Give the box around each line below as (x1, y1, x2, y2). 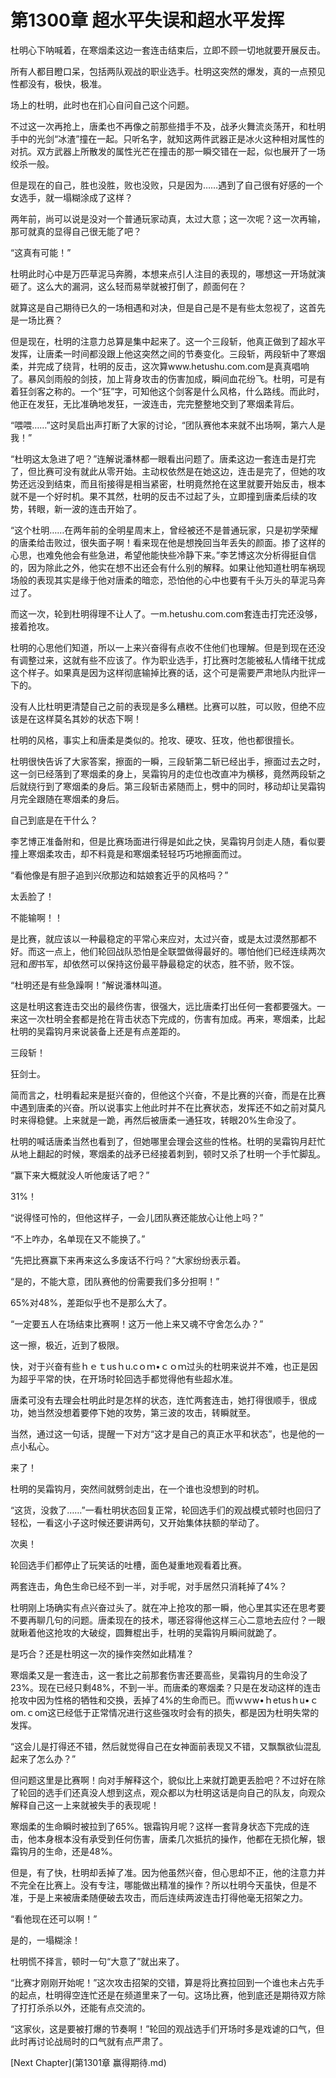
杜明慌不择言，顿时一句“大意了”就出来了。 (10, 1955, 185, 1967)
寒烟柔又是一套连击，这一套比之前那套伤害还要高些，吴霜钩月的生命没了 (10, 1669, 308, 1681)
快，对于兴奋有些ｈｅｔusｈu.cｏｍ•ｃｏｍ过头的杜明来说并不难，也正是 (10, 1360, 310, 1372)
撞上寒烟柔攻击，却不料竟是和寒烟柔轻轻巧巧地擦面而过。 (10, 847, 247, 860)
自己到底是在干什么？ (10, 814, 98, 826)
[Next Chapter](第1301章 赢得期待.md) (10, 2056, 167, 2068)
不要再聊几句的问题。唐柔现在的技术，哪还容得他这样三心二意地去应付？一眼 (10, 1614, 326, 1626)
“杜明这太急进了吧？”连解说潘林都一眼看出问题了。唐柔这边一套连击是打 (10, 452, 308, 465)
